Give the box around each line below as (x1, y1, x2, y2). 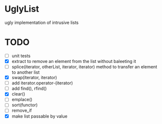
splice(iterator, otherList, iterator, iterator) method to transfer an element (11, 64, 158, 69)
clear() (11, 91, 25, 97)
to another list (11, 69, 40, 75)
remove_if (11, 107, 32, 113)
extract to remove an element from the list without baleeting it (11, 58, 137, 64)
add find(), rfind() (11, 85, 47, 91)
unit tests (11, 53, 31, 59)
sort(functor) (11, 102, 38, 108)
